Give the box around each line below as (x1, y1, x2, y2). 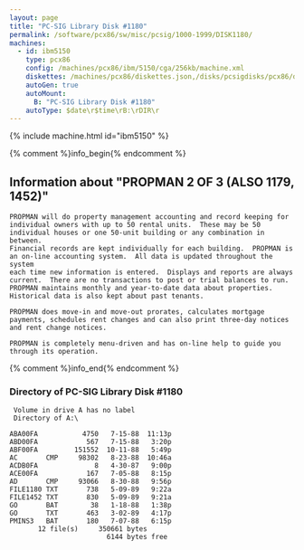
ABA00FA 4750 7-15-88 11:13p (9, 430, 172, 439)
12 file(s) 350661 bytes (37, 525, 147, 534)
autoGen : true (25, 81, 79, 90)
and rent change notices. (9, 323, 107, 333)
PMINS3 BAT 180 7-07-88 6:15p (9, 517, 172, 526)
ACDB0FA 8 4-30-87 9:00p (9, 461, 172, 470)
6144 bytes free (106, 533, 168, 542)
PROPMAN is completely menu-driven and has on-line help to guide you (9, 339, 281, 348)
